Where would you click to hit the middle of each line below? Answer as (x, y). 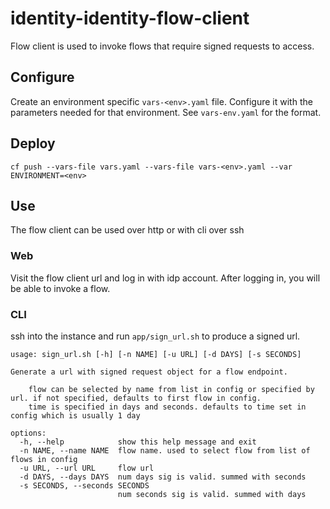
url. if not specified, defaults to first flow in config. (136, 398)
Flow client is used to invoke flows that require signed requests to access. (162, 46)
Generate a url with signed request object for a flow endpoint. (149, 372)
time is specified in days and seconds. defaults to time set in (167, 407)
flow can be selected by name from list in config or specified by (171, 389)
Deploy (33, 143)
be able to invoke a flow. (60, 288)
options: (28, 433)
